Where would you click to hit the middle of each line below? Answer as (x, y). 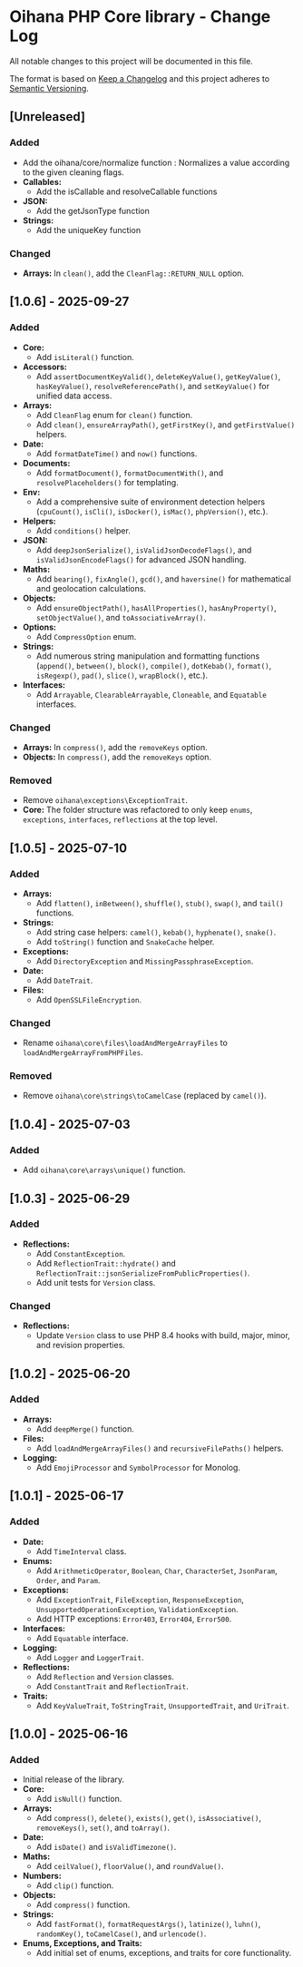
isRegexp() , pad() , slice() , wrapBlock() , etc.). (122, 675)
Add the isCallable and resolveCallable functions (127, 191)
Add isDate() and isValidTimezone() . (106, 1847)
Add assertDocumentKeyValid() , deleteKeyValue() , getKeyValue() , (158, 376)
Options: (39, 627)
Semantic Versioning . (49, 88)
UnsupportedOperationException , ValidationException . (137, 1609)
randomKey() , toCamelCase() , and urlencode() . (121, 1933)
